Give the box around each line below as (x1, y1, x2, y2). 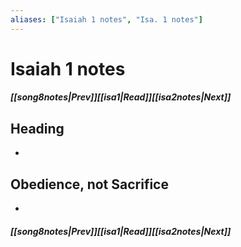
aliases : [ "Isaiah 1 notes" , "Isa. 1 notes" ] (10, 14, 203, 25)
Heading (10, 120, 65, 137)
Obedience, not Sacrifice (10, 176, 169, 193)
